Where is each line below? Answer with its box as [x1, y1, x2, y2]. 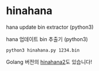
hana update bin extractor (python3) [6, 23, 94, 31]
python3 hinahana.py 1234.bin [6, 47, 80, 53]
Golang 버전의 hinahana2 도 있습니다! [6, 58, 93, 65]
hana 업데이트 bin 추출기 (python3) [6, 35, 88, 42]
